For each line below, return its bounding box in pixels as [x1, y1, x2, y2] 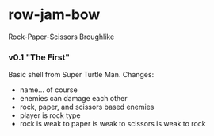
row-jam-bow [8, 6, 101, 24]
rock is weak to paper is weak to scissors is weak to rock [19, 119, 206, 129]
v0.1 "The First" [8, 52, 70, 63]
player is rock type [19, 111, 81, 120]
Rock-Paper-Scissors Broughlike [8, 32, 115, 41]
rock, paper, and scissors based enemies [19, 102, 155, 112]
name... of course [19, 85, 78, 95]
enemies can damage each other [19, 94, 128, 103]
